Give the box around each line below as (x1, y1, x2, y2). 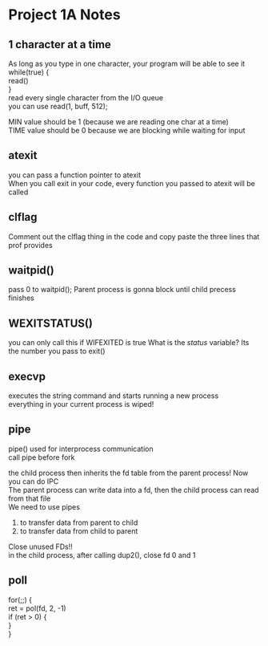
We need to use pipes (8, 502, 80, 511)
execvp (8, 369, 46, 383)
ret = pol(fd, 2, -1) (8, 603, 66, 613)
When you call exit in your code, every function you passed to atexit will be (8, 178, 256, 188)
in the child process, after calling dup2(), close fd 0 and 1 (8, 550, 196, 559)
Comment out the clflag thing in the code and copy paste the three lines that (8, 231, 260, 242)
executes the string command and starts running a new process (8, 391, 219, 400)
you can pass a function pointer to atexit (8, 170, 142, 180)
